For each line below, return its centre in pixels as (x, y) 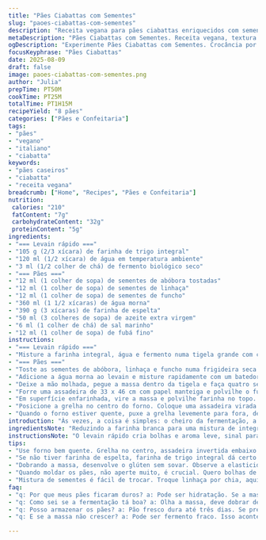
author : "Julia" (35, 82)
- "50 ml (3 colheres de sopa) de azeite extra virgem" (102, 318)
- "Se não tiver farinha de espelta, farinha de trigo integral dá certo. (134, 458)
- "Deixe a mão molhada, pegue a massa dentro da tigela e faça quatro (129, 384)
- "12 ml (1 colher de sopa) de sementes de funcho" (97, 296)
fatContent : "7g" (40, 215)
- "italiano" (30, 148)
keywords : (25, 163)
